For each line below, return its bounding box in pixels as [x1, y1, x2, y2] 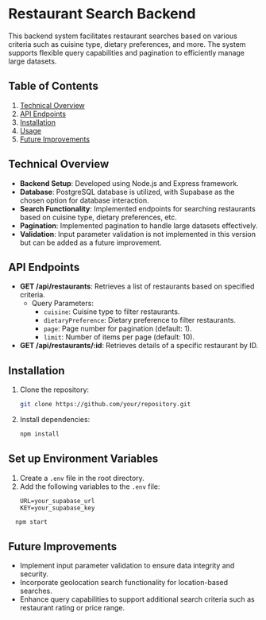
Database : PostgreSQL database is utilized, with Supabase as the [19, 187, 235, 196]
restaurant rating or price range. [19, 603, 125, 613]
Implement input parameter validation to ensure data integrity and [19, 561, 235, 571]
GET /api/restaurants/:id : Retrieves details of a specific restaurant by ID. [19, 341, 259, 351]
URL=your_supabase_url [19, 497, 95, 505]
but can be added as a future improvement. [19, 238, 162, 247]
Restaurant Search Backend [8, 5, 196, 23]
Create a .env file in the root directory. [19, 473, 145, 482]
